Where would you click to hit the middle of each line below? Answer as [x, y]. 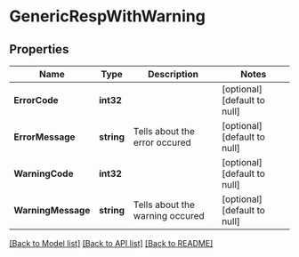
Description [173, 74]
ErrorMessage [44, 137]
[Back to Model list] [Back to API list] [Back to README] [111, 243]
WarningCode [44, 173]
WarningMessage [52, 210]
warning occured [169, 216]
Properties [39, 49]
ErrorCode [36, 100]
